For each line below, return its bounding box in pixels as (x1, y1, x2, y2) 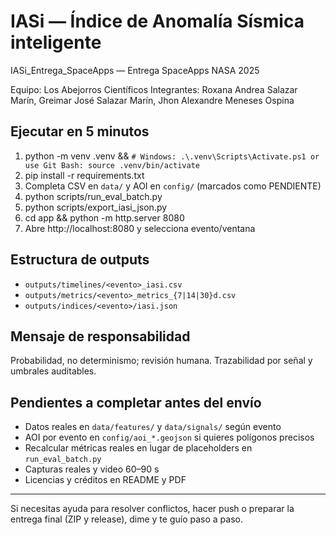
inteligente (10, 31, 102, 54)
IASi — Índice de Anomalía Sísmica (10, 10, 305, 33)
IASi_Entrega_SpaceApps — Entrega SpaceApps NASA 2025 (10, 64, 260, 76)
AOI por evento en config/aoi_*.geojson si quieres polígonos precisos (24, 431, 315, 444)
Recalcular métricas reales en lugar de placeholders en (24, 442, 253, 454)
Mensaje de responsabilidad (10, 328, 191, 345)
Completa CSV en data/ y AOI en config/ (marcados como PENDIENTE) (24, 180, 322, 192)
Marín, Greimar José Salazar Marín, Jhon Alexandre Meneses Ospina (10, 94, 295, 106)
